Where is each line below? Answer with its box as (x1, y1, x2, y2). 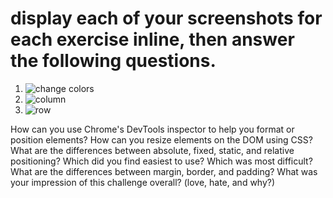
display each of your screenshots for (10, 7, 323, 30)
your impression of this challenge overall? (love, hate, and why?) (10, 176, 276, 188)
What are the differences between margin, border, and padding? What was (10, 165, 318, 177)
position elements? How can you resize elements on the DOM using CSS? (10, 133, 313, 146)
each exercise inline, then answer (10, 28, 295, 51)
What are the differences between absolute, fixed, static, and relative (10, 144, 295, 156)
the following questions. (10, 50, 217, 72)
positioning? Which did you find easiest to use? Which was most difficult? (10, 155, 313, 167)
